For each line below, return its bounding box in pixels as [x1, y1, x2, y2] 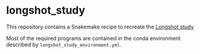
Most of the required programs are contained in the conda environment [6, 34, 181, 42]
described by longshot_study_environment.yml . [6, 41, 122, 48]
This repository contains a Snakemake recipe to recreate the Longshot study [6, 23, 194, 30]
